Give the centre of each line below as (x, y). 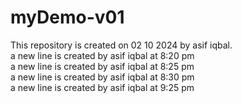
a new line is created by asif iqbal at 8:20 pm (102, 55)
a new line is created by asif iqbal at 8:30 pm (102, 77)
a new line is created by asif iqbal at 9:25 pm (102, 87)
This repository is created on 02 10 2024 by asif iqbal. (121, 45)
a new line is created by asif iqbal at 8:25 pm (102, 66)
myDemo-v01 (67, 17)
